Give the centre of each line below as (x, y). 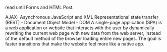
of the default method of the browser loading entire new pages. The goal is (83, 38)
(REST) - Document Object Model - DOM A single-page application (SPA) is (84, 22)
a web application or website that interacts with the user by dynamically (80, 28)
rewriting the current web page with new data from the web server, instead (83, 33)
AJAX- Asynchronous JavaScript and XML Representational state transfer (82, 17)
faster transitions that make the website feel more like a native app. (75, 44)
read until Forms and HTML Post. (40, 7)
